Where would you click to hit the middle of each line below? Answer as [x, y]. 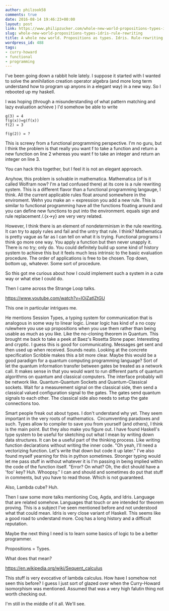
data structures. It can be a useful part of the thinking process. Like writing [82, 440]
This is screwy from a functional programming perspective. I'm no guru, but [83, 143]
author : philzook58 [26, 10]
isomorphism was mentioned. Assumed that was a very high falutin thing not [84, 589]
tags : [11, 47]
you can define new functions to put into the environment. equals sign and [82, 211]
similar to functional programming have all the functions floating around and [84, 206]
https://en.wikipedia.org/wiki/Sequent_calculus [54, 568]
